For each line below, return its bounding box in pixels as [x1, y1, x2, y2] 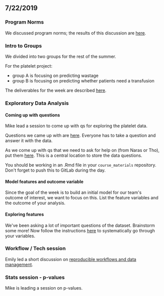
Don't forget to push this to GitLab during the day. [5, 167, 106, 173]
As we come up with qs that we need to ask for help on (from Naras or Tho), [5, 148, 160, 153]
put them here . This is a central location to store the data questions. [5, 152, 143, 158]
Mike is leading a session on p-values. [5, 285, 83, 291]
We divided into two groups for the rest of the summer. [5, 53, 117, 59]
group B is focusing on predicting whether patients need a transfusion [12, 77, 155, 83]
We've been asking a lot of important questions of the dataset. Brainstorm [5, 222, 155, 228]
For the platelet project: [5, 63, 53, 69]
